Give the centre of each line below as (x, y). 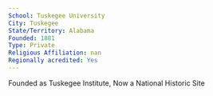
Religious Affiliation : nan (55, 53)
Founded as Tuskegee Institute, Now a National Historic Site (106, 83)
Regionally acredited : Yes (53, 61)
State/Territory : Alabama (51, 30)
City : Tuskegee (34, 23)
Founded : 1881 (32, 38)
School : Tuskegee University (57, 16)
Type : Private (32, 46)
